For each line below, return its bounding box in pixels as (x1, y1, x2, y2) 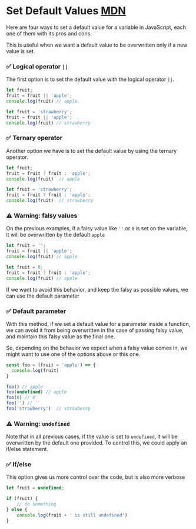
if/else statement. (6, 446, 49, 453)
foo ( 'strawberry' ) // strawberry (6, 406, 91, 412)
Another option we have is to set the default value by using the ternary (6, 147, 177, 154)
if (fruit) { (6, 496, 38, 502)
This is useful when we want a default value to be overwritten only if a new (6, 41, 188, 48)
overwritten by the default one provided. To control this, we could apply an (6, 439, 187, 446)
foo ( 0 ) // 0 (6, 394, 35, 401)
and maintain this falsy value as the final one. (6, 332, 115, 340)
